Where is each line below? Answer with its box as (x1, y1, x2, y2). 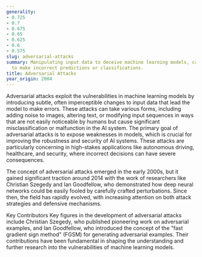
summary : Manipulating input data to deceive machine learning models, (6, 59, 189, 65)
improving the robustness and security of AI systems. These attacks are (6, 137, 185, 144)
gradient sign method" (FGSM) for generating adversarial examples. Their (6, 231, 189, 238)
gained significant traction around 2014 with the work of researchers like (6, 175, 186, 182)
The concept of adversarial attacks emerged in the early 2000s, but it (6, 168, 179, 175)
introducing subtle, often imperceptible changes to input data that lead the (6, 99, 191, 106)
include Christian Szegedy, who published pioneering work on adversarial (6, 218, 189, 226)
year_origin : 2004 (6, 76, 52, 82)
